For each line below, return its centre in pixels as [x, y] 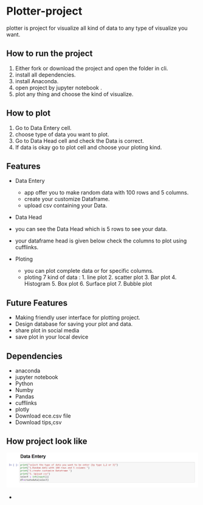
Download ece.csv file [43, 416]
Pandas [25, 397]
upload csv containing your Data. [66, 205]
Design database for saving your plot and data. [74, 324]
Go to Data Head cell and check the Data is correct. [80, 140]
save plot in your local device [52, 337]
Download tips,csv [38, 422]
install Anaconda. [37, 81]
